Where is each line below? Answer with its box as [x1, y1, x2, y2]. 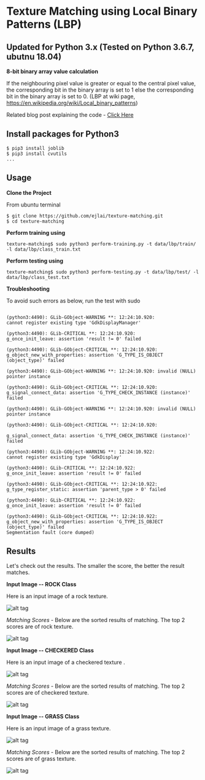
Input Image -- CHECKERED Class [6, 647, 94, 654]
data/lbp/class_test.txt [6, 274, 70, 280]
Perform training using [6, 229, 66, 236]
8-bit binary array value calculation [6, 68, 98, 75]
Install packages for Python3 [6, 129, 120, 140]
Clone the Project [6, 189, 52, 196]
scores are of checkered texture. [6, 689, 89, 696]
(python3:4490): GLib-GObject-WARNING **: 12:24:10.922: [6, 449, 155, 455]
